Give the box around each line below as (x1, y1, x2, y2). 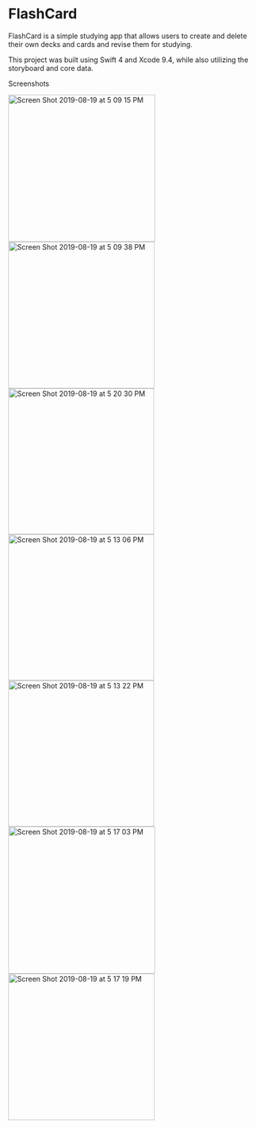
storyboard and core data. (8, 63, 94, 72)
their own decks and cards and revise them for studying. (8, 39, 193, 48)
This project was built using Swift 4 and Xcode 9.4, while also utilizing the (8, 55, 249, 64)
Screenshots (8, 79, 50, 88)
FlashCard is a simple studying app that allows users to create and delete (8, 31, 247, 41)
